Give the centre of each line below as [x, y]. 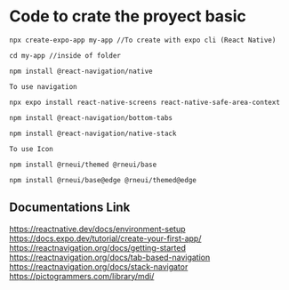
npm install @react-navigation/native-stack [93, 133]
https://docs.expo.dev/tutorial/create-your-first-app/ [105, 238]
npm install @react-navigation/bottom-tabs [91, 117]
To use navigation [43, 86]
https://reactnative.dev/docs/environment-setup [97, 229]
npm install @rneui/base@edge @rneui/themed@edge [103, 180]
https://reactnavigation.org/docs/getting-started [98, 247]
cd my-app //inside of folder [65, 55]
